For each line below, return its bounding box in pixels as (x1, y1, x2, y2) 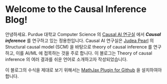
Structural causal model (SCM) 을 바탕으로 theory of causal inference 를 (5, 43, 152, 49)
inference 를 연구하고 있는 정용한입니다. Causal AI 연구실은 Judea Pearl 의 (5, 37, 154, 43)
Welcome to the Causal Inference (5, 3, 147, 15)
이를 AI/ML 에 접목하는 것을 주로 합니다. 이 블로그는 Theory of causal (16, 50, 152, 56)
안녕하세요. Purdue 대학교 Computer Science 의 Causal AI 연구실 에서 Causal (5, 31, 161, 37)
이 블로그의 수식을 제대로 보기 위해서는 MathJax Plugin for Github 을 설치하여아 (5, 66, 162, 73)
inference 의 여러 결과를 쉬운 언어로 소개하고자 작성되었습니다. (5, 56, 128, 62)
